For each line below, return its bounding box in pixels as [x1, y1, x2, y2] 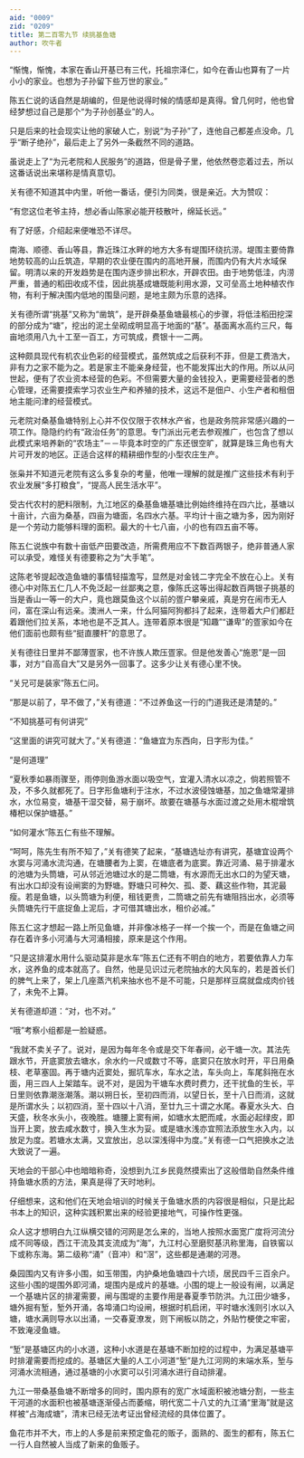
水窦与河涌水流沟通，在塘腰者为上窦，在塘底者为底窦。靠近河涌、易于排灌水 [9, 857, 295, 869]
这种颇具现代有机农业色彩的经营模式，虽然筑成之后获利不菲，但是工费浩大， [9, 350, 295, 362]
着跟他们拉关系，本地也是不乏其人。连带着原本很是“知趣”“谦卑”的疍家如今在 [9, 616, 293, 627]
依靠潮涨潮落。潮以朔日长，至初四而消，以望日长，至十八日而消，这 [33, 1090, 287, 1101]
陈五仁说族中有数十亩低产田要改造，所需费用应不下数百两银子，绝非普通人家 [9, 540, 295, 552]
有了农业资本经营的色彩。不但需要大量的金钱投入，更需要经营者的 [40, 373, 287, 385]
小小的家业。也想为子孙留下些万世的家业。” [9, 76, 168, 87]
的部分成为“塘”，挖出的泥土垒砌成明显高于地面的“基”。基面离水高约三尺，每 [9, 320, 293, 331]
